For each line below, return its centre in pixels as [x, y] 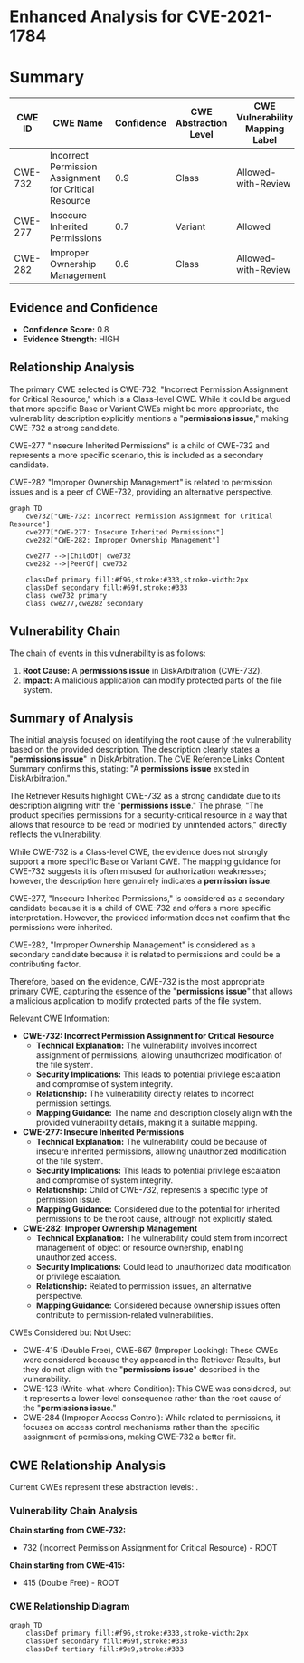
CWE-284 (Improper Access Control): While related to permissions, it [151, 1418]
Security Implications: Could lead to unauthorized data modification [164, 1267]
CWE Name [78, 123]
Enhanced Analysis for [96, 17]
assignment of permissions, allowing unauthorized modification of [159, 1055]
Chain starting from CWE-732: [68, 1530]
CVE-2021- [230, 17]
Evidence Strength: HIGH [71, 339]
